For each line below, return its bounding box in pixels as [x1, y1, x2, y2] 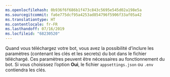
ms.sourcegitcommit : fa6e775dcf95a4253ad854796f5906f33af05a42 [5, 12, 142, 17]
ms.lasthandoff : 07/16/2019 [5, 27, 65, 32]
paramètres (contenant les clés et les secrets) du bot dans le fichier [5, 50, 147, 57]
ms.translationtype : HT [5, 17, 56, 22]
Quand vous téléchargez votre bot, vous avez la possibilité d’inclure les [5, 45, 154, 51]
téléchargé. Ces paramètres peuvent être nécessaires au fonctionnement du [5, 56, 165, 62]
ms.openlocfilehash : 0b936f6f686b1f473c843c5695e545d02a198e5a [5, 7, 142, 13]
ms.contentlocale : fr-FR [5, 21, 58, 27]
